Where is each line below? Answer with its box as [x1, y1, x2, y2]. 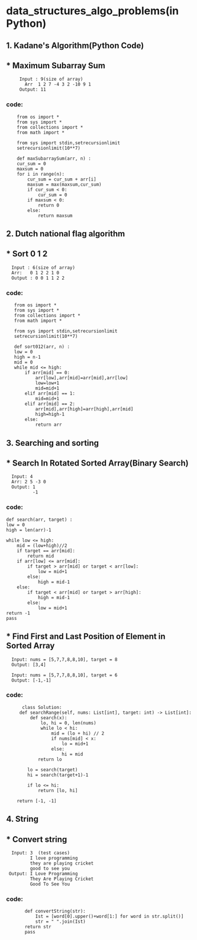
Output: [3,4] [11, 662, 46, 667]
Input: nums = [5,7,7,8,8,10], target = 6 [11, 672, 118, 678]
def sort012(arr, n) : [14, 344, 70, 350]
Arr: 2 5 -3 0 [11, 479, 46, 485]
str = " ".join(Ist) [35, 919, 86, 925]
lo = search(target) [27, 767, 78, 773]
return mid [27, 553, 54, 559]
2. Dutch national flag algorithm [6, 229, 125, 239]
